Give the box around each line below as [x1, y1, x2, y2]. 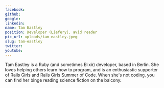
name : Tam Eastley [5, 25, 43, 30]
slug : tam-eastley [5, 39, 43, 44]
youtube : [5, 48, 23, 53]
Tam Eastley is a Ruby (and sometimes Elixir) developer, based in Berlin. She [5, 62, 159, 67]
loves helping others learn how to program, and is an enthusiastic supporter [5, 66, 158, 72]
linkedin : [5, 21, 25, 26]
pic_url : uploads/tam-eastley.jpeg [5, 35, 78, 40]
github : [5, 12, 21, 17]
